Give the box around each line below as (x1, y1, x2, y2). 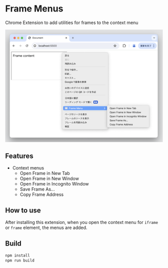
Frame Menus (5, 3, 63, 14)
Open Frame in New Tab (19, 170, 70, 176)
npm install (5, 253, 30, 258)
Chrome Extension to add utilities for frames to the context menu (5, 19, 138, 25)
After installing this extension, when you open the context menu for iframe (5, 219, 158, 225)
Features (5, 151, 33, 160)
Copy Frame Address (19, 191, 64, 197)
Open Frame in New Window (19, 175, 79, 181)
